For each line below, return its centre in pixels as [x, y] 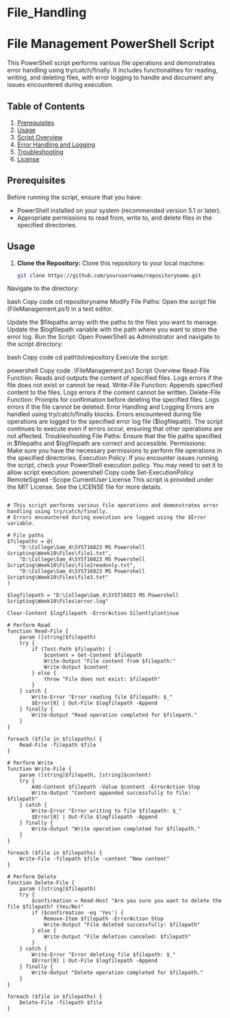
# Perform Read [29, 625]
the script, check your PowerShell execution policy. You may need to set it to [115, 465]
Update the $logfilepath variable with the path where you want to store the [112, 329]
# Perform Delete [32, 877]
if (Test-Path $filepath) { [72, 649]
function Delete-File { [41, 883]
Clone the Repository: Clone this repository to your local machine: [111, 263]
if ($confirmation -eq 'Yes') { [78, 913]
